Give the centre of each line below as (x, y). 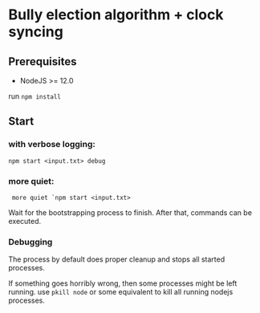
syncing (36, 32)
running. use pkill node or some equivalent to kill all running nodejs (121, 292)
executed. (25, 221)
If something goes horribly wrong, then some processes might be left (123, 283)
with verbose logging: (52, 144)
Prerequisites (43, 61)
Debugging (30, 242)
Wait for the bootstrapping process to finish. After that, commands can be (130, 212)
